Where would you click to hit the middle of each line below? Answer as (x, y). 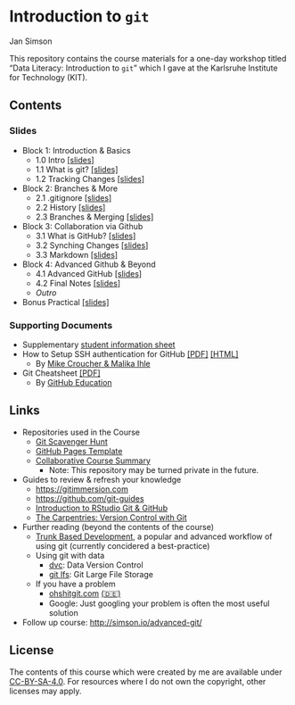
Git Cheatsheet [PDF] (61, 373)
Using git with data (70, 555)
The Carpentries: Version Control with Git (111, 517)
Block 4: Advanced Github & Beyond (89, 264)
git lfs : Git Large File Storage (101, 574)
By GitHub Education (74, 382)
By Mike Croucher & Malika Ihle (93, 363)
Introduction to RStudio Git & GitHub (101, 508)
